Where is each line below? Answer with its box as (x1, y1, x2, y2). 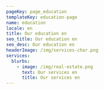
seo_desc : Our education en (6, 42, 75, 48)
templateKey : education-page (6, 14, 78, 20)
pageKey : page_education (6, 8, 67, 15)
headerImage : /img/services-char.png (6, 47, 99, 53)
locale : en (6, 25, 33, 31)
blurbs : (11, 58, 31, 64)
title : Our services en (21, 75, 80, 81)
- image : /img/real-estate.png (16, 63, 93, 70)
